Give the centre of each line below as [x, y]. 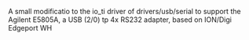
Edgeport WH [30, 28]
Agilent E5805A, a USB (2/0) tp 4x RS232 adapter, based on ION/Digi [120, 20]
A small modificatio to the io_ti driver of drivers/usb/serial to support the [124, 11]
